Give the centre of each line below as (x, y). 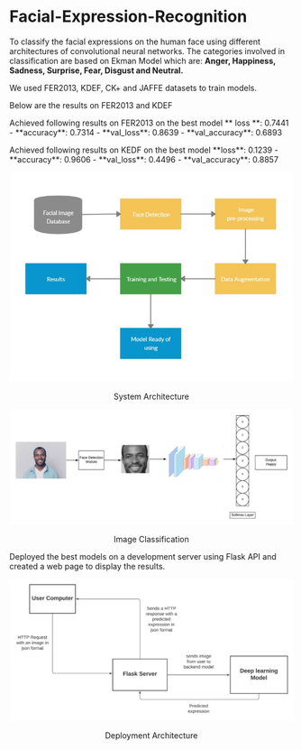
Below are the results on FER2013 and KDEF (91, 105)
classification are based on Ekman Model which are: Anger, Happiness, (143, 60)
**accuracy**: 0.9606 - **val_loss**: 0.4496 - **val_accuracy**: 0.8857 (144, 159)
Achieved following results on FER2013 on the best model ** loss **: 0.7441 (149, 123)
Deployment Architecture (151, 736)
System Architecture (151, 396)
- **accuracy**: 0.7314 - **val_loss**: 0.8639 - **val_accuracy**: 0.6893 (146, 132)
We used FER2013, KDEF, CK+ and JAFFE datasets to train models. (133, 88)
